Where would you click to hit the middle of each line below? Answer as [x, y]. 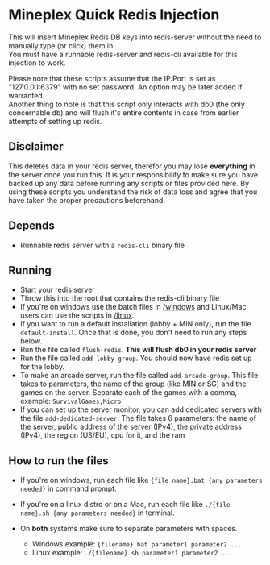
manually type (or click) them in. [62, 45]
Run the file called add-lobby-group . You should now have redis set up [136, 358]
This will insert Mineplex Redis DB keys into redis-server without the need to [135, 37]
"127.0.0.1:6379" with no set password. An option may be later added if [126, 87]
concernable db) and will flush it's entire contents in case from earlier [124, 112]
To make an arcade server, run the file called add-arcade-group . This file [139, 376]
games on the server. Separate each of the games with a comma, [129, 393]
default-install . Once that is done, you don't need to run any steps [133, 333]
